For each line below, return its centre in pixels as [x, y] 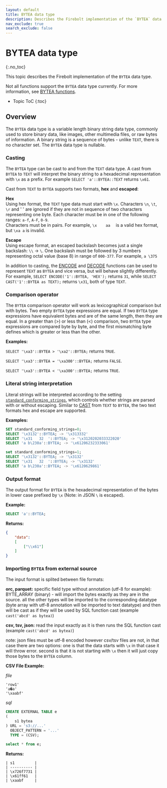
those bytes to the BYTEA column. [39, 656]
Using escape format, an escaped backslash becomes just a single [74, 246]
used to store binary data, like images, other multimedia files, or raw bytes [82, 134]
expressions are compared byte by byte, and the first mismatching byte [79, 327]
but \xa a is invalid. [25, 231]
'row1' [12, 685]
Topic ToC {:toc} [30, 101]
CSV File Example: [25, 666]
